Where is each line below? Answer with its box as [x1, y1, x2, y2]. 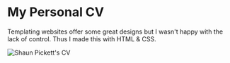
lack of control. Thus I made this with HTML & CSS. [7, 34, 157, 43]
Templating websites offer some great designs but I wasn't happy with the [7, 27, 224, 36]
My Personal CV [7, 4, 105, 20]
